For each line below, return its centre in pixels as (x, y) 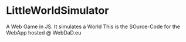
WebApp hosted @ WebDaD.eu (44, 32)
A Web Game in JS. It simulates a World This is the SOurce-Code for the (93, 26)
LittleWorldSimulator (58, 11)
